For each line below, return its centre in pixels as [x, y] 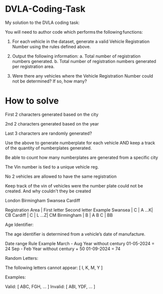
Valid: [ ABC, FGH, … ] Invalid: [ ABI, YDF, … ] [50, 286]
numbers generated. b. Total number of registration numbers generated [84, 61]
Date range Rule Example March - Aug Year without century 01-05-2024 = [80, 243]
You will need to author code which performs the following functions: [74, 32]
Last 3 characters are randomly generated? [49, 133]
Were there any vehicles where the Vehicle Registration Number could [82, 76]
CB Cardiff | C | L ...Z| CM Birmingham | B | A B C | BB [59, 215]
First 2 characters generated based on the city [52, 114]
